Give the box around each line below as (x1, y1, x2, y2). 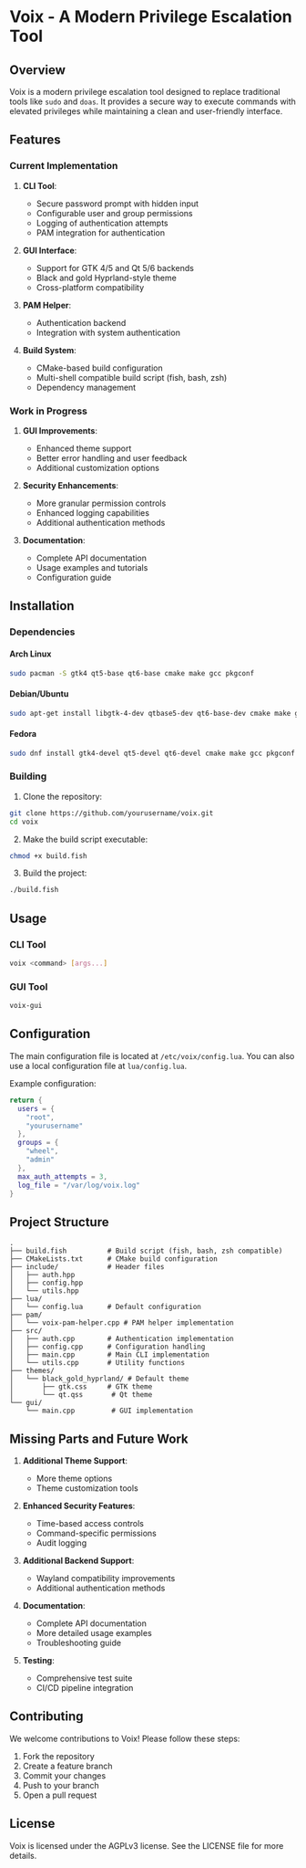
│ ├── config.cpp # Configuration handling (9, 1342, 206, 1352)
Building (9, 770, 47, 782)
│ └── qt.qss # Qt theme (9, 1391, 153, 1400)
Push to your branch (22, 1779, 100, 1790)
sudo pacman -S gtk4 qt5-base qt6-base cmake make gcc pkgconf (9, 668, 255, 677)
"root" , (25, 1112, 55, 1122)
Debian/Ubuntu (9, 687, 69, 699)
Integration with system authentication (36, 327, 180, 338)
